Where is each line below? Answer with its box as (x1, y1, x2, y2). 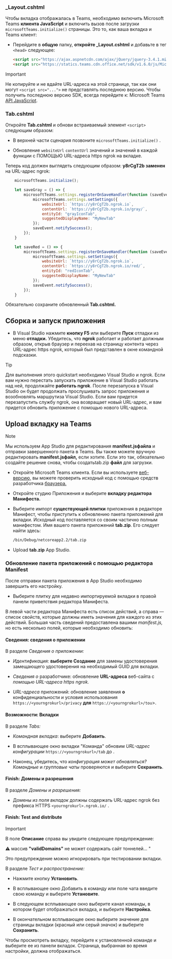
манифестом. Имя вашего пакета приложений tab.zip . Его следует (12, 522, 160, 528)
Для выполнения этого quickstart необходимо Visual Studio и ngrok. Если (5, 372, 165, 378)
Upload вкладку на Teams (5, 419, 92, 428)
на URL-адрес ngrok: (5, 168, 50, 174)
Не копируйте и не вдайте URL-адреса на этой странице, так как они (5, 81, 157, 87)
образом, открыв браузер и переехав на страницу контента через (12, 341, 159, 347)
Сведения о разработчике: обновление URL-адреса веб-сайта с (12, 673, 155, 679)
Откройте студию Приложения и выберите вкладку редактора (12, 490, 152, 496)
